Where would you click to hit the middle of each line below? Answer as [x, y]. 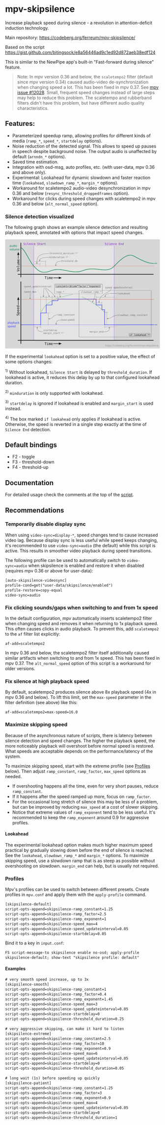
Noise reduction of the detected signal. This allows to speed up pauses [84, 146]
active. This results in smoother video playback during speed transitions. [79, 551]
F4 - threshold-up [30, 467]
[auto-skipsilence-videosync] [36, 580]
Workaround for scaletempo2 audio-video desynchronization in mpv [81, 188]
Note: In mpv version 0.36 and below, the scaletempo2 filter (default [85, 76]
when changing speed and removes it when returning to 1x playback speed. [82, 624]
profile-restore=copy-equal [34, 590]
